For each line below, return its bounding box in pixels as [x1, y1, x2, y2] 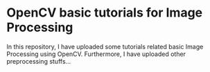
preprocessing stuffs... [6, 57, 71, 65]
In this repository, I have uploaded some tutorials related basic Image [6, 42, 204, 51]
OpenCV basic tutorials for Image [6, 5, 203, 21]
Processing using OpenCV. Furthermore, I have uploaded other [6, 50, 186, 58]
